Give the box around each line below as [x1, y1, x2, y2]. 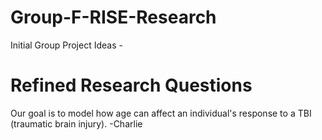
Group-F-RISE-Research [10, 6, 217, 29]
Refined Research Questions [10, 74, 253, 97]
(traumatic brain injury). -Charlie [10, 117, 143, 130]
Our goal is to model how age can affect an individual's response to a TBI [10, 107, 312, 119]
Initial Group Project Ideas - [10, 39, 123, 51]
